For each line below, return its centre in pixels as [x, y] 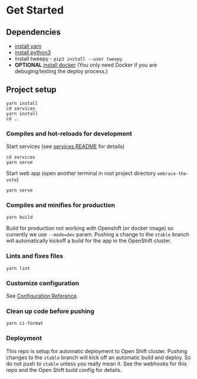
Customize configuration [43, 283]
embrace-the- [173, 174]
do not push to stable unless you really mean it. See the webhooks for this [96, 364]
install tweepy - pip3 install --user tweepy [68, 59]
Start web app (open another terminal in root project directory [81, 173]
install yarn [28, 46]
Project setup [32, 90]
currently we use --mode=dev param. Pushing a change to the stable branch [98, 235]
